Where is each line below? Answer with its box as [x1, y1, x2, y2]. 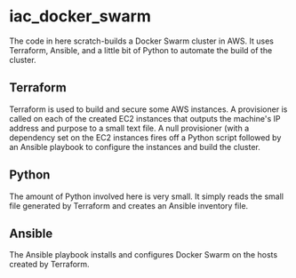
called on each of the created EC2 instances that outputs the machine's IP [9, 113, 281, 123]
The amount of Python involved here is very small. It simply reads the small [9, 191, 284, 202]
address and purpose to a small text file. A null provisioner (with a [9, 123, 250, 133]
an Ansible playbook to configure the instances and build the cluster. [9, 141, 260, 152]
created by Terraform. [9, 259, 91, 270]
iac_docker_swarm [9, 6, 151, 27]
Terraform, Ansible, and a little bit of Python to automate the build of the [9, 44, 273, 55]
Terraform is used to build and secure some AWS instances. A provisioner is [9, 104, 288, 115]
